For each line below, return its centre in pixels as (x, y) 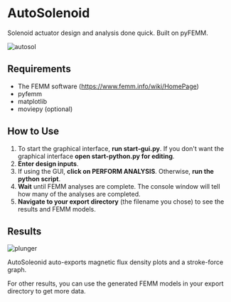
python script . (39, 179)
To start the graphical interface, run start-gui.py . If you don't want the (121, 148)
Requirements (39, 69)
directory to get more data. (47, 291)
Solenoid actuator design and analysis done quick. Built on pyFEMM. (108, 33)
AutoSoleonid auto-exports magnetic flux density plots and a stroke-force (116, 262)
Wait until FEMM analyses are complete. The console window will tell (119, 186)
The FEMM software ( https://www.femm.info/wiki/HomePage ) (108, 86)
